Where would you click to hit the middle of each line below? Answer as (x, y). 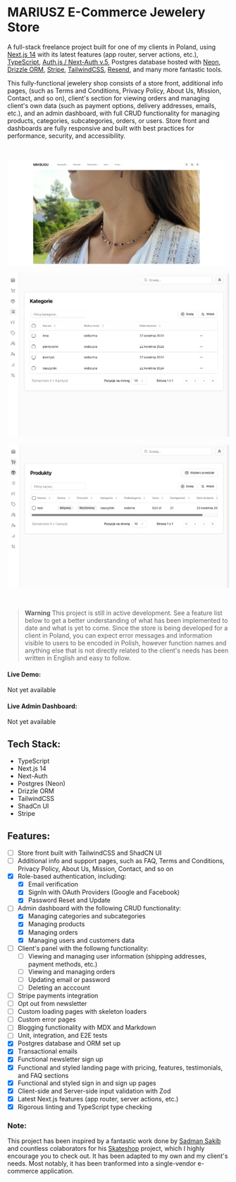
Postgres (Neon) (41, 784)
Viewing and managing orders (72, 971)
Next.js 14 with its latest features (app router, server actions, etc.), (103, 54)
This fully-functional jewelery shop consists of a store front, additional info (115, 83)
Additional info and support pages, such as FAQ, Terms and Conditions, (121, 861)
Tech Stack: (34, 744)
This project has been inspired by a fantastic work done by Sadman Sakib (114, 1141)
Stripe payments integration (58, 995)
